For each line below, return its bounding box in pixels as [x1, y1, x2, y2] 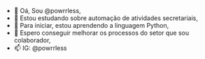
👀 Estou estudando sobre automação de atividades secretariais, [13, 14, 198, 22]
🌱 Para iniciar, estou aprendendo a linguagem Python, [13, 22, 169, 29]
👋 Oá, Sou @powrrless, [13, 7, 82, 15]
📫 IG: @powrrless [13, 44, 67, 52]
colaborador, [13, 36, 51, 44]
